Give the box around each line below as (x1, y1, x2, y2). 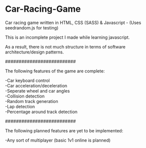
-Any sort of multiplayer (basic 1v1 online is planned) (5, 137, 111, 143)
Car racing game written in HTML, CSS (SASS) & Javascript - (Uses (5, 20, 141, 25)
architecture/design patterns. (5, 49, 64, 55)
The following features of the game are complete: (5, 68, 105, 74)
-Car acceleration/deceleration (5, 82, 68, 89)
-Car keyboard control (5, 77, 50, 83)
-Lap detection (5, 103, 35, 109)
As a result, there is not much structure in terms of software (5, 44, 126, 49)
